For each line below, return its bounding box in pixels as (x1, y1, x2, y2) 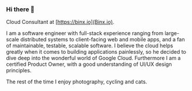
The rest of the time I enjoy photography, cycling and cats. (6, 78, 147, 85)
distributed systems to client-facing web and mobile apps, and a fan (20, 36, 185, 43)
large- (164, 30, 180, 37)
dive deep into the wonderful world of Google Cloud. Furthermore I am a (6, 55, 181, 62)
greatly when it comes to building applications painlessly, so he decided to (6, 48, 187, 55)
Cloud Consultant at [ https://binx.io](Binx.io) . (6, 19, 114, 26)
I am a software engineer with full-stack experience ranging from (6, 30, 163, 37)
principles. (6, 67, 32, 74)
